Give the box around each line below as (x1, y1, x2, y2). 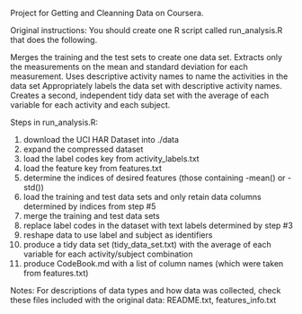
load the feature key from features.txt (22, 163, 163, 173)
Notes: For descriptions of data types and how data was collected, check (10, 285, 281, 295)
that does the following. (10, 35, 98, 45)
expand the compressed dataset (22, 144, 144, 154)
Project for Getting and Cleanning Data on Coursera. (10, 8, 204, 18)
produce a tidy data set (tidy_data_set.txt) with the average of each (22, 240, 272, 249)
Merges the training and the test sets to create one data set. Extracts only (10, 52, 282, 62)
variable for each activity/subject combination (22, 249, 193, 259)
